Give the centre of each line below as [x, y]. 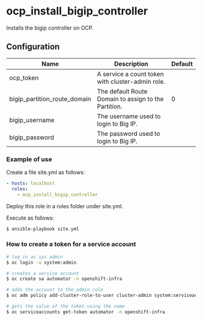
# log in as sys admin [35, 257]
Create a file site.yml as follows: [46, 173]
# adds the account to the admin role [55, 290]
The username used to [129, 116]
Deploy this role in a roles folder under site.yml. [65, 206]
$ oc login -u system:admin [41, 262]
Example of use [29, 159]
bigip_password [32, 137]
